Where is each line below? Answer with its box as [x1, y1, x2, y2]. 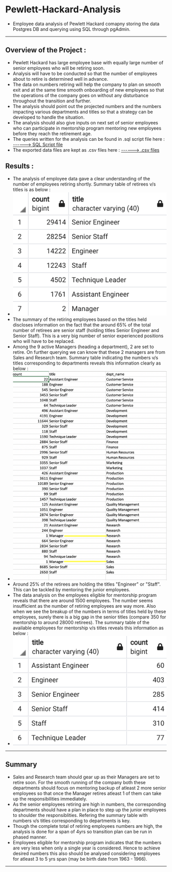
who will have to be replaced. [12, 338, 75, 344]
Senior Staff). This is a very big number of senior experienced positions [12, 333, 164, 339]
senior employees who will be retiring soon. [12, 65, 105, 71]
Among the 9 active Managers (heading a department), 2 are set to [12, 343, 155, 350]
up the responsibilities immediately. [12, 795, 88, 802]
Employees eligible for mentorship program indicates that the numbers [12, 839, 162, 845]
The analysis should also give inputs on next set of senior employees [12, 119, 159, 125]
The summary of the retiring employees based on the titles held [12, 316, 147, 322]
